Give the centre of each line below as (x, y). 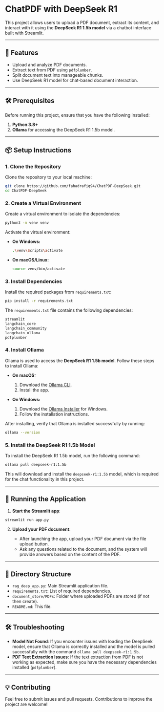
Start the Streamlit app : (36, 511)
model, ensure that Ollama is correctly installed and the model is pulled (83, 647)
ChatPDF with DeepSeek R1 (61, 9)
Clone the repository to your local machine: (49, 177)
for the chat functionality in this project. (45, 479)
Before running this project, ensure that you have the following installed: (77, 115)
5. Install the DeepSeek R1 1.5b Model (50, 445)
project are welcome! (26, 704)
